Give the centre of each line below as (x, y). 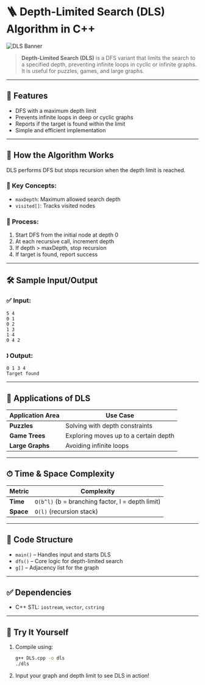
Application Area (34, 415)
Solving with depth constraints (109, 425)
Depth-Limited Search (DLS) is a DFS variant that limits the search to (108, 58)
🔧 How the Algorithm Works (60, 155)
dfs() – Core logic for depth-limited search (69, 561)
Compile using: (34, 647)
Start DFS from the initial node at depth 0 (67, 235)
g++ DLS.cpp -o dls (40, 658)
